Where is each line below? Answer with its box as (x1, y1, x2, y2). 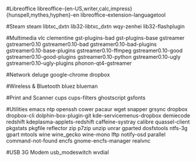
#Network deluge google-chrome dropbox (6, 71, 110, 78)
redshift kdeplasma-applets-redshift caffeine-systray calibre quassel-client (6, 118, 190, 125)
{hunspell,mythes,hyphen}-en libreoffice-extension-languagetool (6, 11, 166, 18)
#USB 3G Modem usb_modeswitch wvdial (6, 149, 109, 156)
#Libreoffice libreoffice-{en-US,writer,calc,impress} (6, 5, 132, 12)
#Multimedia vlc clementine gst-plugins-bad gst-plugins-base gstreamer (6, 34, 185, 41)
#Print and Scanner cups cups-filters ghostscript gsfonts (6, 94, 146, 101)
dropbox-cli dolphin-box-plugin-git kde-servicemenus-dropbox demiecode (6, 112, 191, 119)
